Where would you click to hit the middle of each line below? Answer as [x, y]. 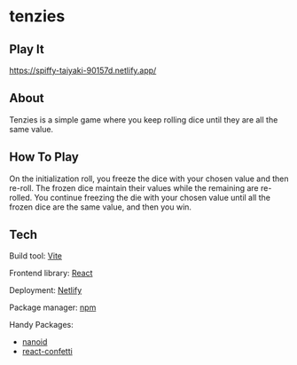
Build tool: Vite [35, 256]
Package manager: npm [53, 307]
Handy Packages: [41, 325]
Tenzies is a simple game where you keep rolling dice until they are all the [144, 119]
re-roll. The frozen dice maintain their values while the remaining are [134, 187]
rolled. [21, 197]
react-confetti [47, 352]
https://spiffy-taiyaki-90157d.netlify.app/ [83, 70]
